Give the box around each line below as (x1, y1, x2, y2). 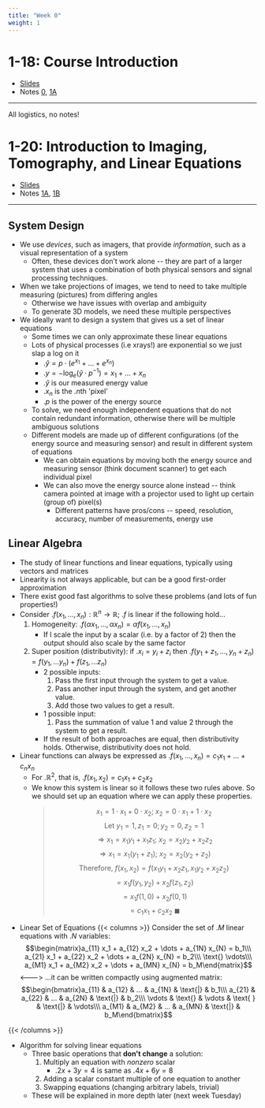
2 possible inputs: (43, 667, 101, 676)
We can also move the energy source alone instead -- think (43, 481, 237, 490)
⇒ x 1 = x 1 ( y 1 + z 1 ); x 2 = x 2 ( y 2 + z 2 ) (99, 849, 211, 860)
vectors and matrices (19, 566, 89, 575)
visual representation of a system (19, 248, 129, 258)
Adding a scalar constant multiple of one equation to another (43, 1074, 241, 1084)
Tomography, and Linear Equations (8, 154, 242, 172)
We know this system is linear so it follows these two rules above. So (31, 783, 255, 792)
